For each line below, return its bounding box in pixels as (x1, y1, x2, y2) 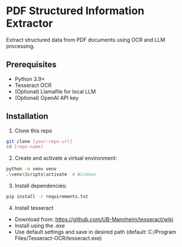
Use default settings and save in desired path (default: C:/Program (14, 228, 177, 235)
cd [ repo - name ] (6, 144, 44, 150)
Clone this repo (14, 127, 52, 134)
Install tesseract (14, 204, 54, 211)
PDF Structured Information (6, 4, 145, 18)
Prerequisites (6, 60, 57, 70)
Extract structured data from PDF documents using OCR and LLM (6, 36, 165, 43)
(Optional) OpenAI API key (14, 94, 79, 101)
